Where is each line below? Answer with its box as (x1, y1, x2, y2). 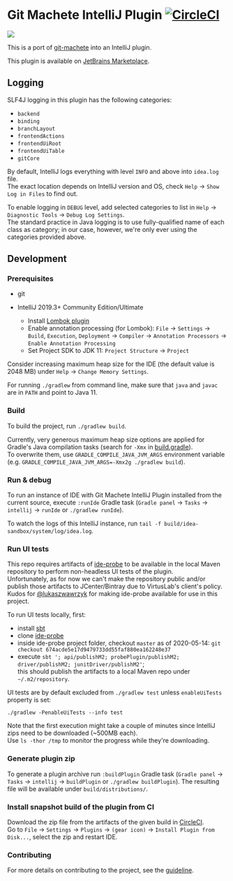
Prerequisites (7, 274, 54, 284)
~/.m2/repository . (17, 675, 70, 683)
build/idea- (163, 520, 199, 527)
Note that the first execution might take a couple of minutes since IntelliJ (7, 722, 216, 730)
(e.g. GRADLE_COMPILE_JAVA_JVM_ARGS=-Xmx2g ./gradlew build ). (7, 458, 186, 466)
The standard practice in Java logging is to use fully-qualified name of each (7, 217, 225, 226)
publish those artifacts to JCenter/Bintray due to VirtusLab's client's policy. (7, 582, 223, 590)
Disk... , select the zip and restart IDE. (7, 832, 118, 841)
